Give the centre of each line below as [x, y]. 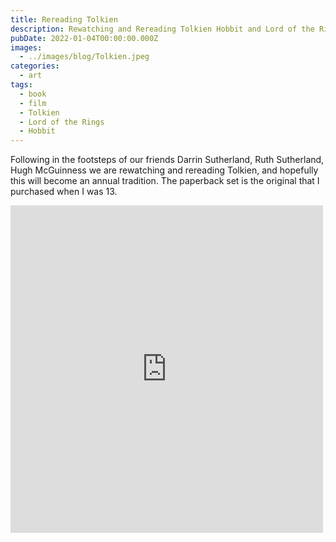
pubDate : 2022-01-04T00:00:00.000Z [84, 38]
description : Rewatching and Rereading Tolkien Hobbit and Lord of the [162, 29]
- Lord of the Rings [62, 122]
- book [33, 94]
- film [33, 103]
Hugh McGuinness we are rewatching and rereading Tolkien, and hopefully [164, 170]
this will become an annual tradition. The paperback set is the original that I [165, 181]
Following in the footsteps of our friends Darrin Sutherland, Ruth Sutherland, [167, 160]
